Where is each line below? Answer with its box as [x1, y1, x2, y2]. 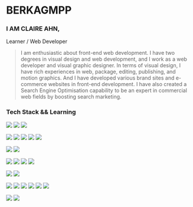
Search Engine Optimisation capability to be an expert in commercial [20, 87, 188, 94]
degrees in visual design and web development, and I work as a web [20, 55, 188, 63]
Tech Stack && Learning [6, 108, 76, 116]
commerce [20, 81, 47, 88]
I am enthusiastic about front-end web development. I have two [20, 50, 175, 57]
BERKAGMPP [6, 4, 72, 17]
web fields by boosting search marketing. [20, 93, 122, 100]
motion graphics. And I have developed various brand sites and [20, 74, 175, 81]
